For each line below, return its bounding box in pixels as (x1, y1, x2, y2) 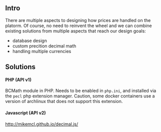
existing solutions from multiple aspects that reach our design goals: (5, 27, 146, 34)
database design (12, 37, 47, 43)
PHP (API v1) (5, 76, 31, 82)
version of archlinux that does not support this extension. (5, 98, 123, 104)
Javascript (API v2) (5, 110, 46, 115)
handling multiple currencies (12, 48, 71, 54)
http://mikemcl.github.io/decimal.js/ (5, 121, 78, 127)
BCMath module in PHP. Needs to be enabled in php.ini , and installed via (5, 87, 156, 94)
